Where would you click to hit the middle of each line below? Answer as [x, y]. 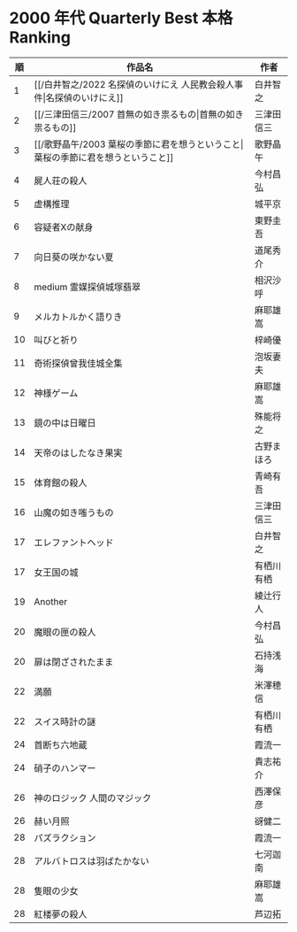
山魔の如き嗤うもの [74, 512]
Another [51, 601]
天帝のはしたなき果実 [78, 452]
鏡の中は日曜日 [65, 423]
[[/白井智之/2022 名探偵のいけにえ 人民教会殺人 [134, 84]
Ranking [40, 38]
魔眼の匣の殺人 [65, 632]
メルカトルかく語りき [78, 317]
